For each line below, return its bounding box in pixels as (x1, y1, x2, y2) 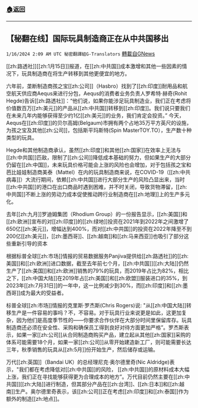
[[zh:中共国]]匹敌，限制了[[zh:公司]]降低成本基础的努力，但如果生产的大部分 (6, 154, 191, 161)
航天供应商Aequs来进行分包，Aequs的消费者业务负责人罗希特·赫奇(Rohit (11, 90, 187, 97)
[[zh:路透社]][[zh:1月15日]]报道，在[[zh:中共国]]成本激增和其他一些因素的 (6, 63, 183, 70)
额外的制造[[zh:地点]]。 (6, 396, 63, 403)
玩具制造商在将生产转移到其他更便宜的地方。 (21, 70, 130, 77)
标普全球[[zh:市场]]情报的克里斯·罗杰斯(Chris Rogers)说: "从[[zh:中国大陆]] (6, 302, 187, 309)
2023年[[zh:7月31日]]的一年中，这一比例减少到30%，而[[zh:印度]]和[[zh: (6, 282, 183, 289)
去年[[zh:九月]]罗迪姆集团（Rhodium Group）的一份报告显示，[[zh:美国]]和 (6, 211, 187, 218)
